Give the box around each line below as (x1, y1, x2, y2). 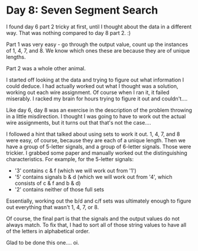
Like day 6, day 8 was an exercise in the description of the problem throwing (6, 106, 192, 113)
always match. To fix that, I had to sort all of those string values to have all (6, 221, 187, 228)
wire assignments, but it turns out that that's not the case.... (6, 119, 151, 126)
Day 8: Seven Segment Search (6, 4, 158, 17)
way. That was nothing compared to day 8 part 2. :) (6, 29, 131, 36)
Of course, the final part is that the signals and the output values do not (6, 215, 180, 222)
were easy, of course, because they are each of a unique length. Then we (6, 136, 186, 144)
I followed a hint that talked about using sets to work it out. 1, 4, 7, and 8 (6, 131, 180, 138)
